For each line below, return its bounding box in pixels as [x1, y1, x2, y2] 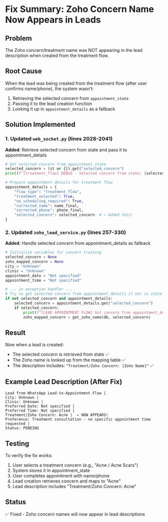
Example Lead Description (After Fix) [5, 377, 122, 386]
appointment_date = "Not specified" [5, 273, 81, 278]
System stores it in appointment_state [12, 467, 90, 473]
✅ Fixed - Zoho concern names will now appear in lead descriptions [5, 511, 145, 517]
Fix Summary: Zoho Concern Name [5, 3, 154, 15]
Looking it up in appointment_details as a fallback [12, 106, 115, 112]
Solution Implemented [5, 120, 76, 129]
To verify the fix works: [5, 452, 53, 458]
